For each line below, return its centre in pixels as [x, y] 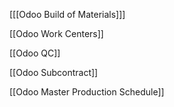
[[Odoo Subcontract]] [54, 72]
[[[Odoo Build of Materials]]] [67, 14]
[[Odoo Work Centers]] [56, 33]
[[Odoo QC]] [35, 53]
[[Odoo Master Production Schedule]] [87, 92]
